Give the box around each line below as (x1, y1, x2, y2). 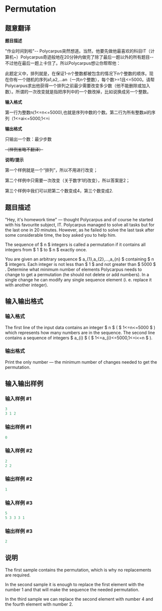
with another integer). (5, 282, 48, 288)
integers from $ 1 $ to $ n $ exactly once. (5, 246, 87, 252)
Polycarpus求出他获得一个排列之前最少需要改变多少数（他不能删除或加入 (5, 83, 151, 88)
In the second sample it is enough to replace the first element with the (5, 581, 144, 587)
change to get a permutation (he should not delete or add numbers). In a (5, 271, 149, 278)
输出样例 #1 (5, 424, 31, 431)
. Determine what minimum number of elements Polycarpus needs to (5, 266, 142, 272)
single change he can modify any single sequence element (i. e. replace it (5, 277, 152, 282)
